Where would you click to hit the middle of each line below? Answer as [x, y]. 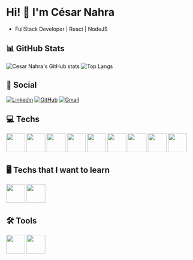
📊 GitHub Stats [35, 48]
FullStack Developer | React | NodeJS [61, 29]
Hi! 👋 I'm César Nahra [61, 12]
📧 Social [22, 85]
